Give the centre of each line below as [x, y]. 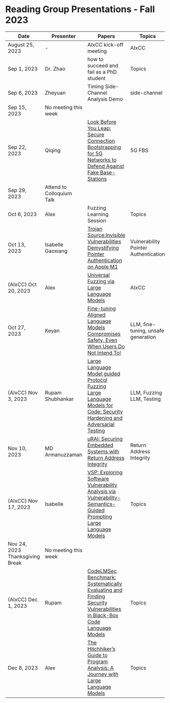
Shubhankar [59, 399]
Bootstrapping [104, 147]
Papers [107, 36]
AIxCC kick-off [105, 45]
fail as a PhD [102, 72]
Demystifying [103, 247]
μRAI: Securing [105, 439]
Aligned [96, 315]
